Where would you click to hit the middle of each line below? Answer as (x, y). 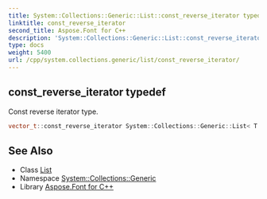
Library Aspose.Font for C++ (66, 187)
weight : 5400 (30, 53)
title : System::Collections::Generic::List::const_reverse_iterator (124, 16)
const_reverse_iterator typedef (87, 92)
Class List (36, 170)
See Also (31, 151)
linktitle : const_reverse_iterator (67, 23)
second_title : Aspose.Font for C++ (67, 30)
